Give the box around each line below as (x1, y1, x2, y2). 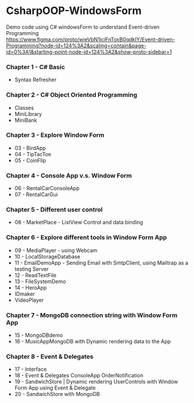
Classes (14, 104, 34, 111)
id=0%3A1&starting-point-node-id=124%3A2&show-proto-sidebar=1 (6, 48, 172, 55)
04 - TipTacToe (14, 150, 51, 157)
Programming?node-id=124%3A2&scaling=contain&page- (6, 42, 147, 49)
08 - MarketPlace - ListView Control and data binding (14, 219, 143, 226)
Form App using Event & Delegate (14, 384, 96, 391)
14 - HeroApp (14, 284, 47, 291)
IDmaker (14, 290, 35, 297)
